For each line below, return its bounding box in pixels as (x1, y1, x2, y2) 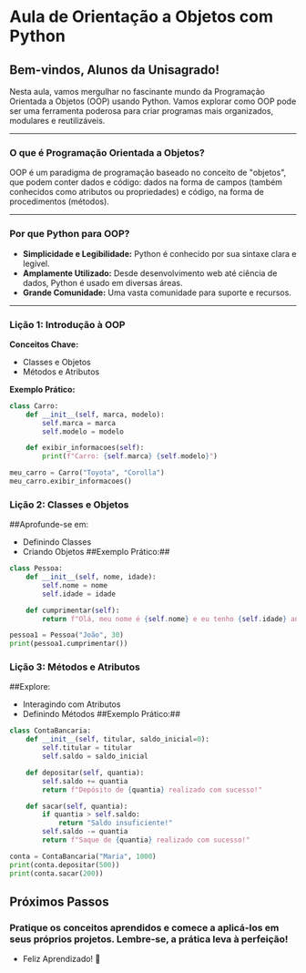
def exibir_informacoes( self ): (25, 444, 145, 453)
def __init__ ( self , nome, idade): (25, 572, 157, 582)
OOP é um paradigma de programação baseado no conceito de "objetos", (9, 167, 287, 179)
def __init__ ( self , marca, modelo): (25, 410, 166, 419)
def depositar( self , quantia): (25, 768, 145, 777)
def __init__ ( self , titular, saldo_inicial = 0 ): (25, 735, 209, 744)
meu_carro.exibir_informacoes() (9, 476, 132, 486)
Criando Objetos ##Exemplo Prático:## (22, 547, 170, 558)
